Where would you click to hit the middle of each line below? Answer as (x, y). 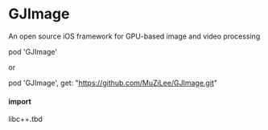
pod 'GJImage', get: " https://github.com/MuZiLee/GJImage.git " (113, 83)
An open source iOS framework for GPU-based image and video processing (134, 36)
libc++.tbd (25, 119)
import (20, 101)
